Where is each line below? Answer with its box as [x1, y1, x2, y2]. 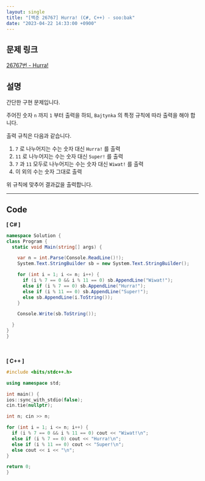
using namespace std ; [6, 380, 62, 386]
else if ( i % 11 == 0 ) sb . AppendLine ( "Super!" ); [22, 288, 149, 294]
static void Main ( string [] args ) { [12, 244, 103, 250]
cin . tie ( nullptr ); [6, 402, 53, 408]
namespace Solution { [6, 232, 62, 238]
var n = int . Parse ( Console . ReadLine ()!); [17, 255, 124, 261]
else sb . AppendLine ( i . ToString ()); [22, 294, 113, 301]
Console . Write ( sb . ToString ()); [17, 311, 97, 317]
